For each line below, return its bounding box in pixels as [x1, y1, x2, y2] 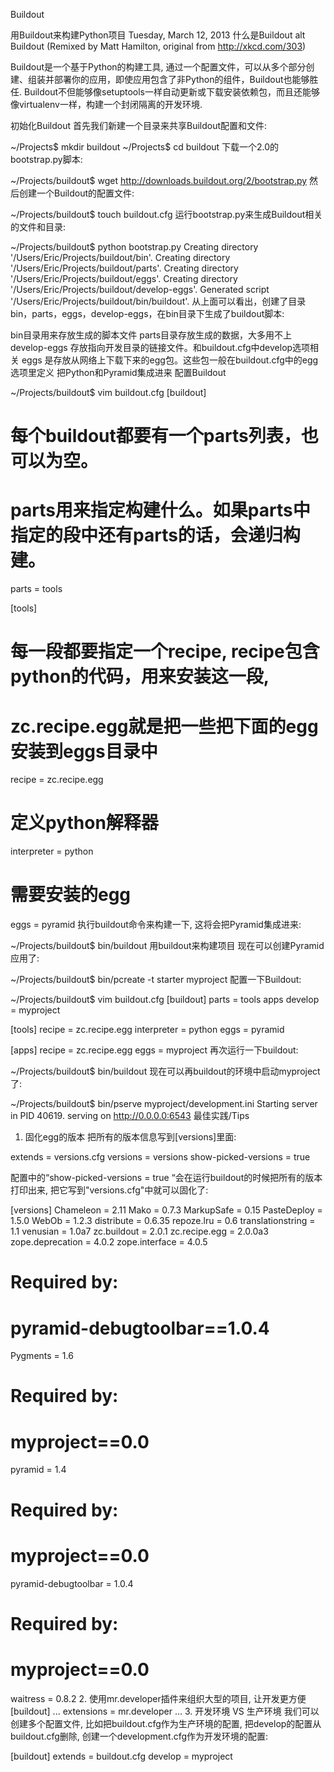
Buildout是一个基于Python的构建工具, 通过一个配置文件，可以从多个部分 [10, 61, 307, 73]
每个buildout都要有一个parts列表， [10, 425, 302, 448]
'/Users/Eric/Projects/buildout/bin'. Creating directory [10, 252, 231, 263]
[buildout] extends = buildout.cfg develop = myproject [10, 1750, 233, 1762]
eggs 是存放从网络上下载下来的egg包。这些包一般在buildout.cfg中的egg [21, 354, 319, 366]
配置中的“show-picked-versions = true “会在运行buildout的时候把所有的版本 [10, 1172, 323, 1184]
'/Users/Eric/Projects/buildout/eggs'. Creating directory [10, 273, 238, 284]
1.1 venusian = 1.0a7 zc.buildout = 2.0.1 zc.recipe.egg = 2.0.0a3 [10, 1225, 269, 1238]
